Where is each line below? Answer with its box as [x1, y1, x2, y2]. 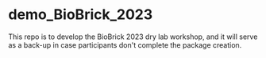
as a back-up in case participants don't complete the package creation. [8, 40, 242, 49]
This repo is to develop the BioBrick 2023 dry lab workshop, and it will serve [8, 32, 258, 41]
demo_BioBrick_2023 [8, 6, 153, 24]
